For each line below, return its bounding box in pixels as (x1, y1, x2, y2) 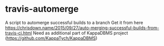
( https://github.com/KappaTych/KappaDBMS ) (5, 35, 98, 41)
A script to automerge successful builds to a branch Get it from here (5, 20, 143, 25)
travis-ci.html (5, 30, 32, 36)
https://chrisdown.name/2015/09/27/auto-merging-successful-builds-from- (5, 24, 159, 30)
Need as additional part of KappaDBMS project (33, 30, 128, 36)
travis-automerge (5, 3, 79, 15)
